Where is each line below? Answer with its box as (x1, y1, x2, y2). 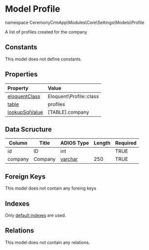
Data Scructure (5, 125, 52, 134)
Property (7, 84, 29, 91)
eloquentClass (7, 93, 40, 99)
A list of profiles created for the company (5, 29, 87, 35)
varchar (60, 156, 78, 163)
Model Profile (5, 3, 61, 15)
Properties (5, 70, 38, 78)
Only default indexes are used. (5, 212, 66, 218)
